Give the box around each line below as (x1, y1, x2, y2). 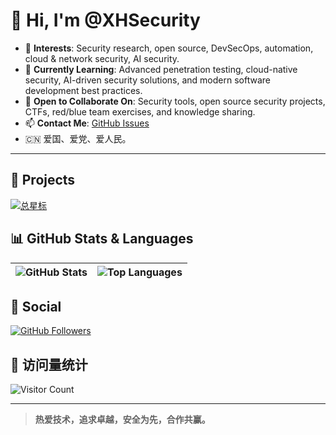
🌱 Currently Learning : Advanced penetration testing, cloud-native (24, 63, 298, 75)
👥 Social (10, 298, 62, 315)
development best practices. (24, 84, 143, 96)
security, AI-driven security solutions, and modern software (24, 74, 271, 86)
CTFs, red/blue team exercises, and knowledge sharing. (24, 105, 256, 118)
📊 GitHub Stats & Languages (10, 230, 194, 248)
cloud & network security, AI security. (24, 52, 180, 64)
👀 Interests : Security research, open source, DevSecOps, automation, (24, 42, 314, 54)
